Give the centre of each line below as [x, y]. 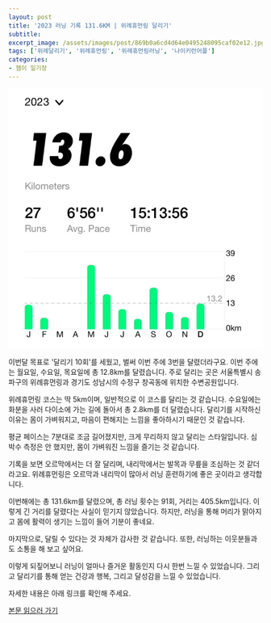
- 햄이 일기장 [28, 69]
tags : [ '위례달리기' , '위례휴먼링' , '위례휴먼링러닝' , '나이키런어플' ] [112, 51]
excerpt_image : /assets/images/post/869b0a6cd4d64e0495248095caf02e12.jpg [137, 43]
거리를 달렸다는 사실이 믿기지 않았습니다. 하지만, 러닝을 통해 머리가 [136, 511]
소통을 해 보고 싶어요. [50, 549]
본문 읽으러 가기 [33, 610]
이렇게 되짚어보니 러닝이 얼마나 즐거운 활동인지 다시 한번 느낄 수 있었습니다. [127, 566]
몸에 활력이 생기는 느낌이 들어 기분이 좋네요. [85, 521]
